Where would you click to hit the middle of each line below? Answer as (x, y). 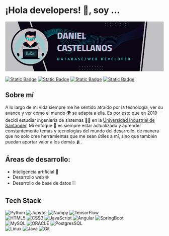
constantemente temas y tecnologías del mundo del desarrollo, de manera (82, 131)
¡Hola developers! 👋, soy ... (63, 10)
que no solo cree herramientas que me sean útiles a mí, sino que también (81, 136)
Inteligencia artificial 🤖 (35, 172)
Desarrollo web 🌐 (31, 177)
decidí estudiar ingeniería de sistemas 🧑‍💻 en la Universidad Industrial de (80, 120)
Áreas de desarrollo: (38, 160)
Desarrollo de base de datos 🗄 (44, 183)
